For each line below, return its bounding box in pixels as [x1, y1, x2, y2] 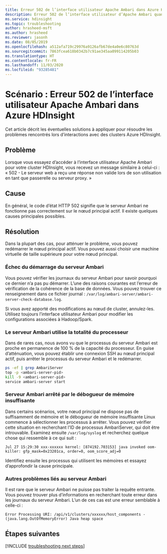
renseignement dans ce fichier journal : [5, 291, 85, 297]
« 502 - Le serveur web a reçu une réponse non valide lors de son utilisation [5, 169, 162, 175]
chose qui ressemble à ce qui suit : [5, 435, 77, 441]
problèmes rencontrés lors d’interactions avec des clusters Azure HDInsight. [5, 131, 162, 137]
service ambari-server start [5, 379, 66, 384]
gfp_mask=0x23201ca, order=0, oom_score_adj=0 [23, 449, 121, 454]
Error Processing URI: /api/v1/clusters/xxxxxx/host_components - [5, 512, 146, 517]
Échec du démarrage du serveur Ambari [5, 264, 104, 271]
